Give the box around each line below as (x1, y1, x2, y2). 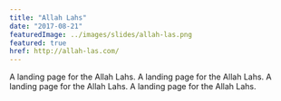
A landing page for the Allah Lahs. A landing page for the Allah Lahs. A (9, 71, 272, 82)
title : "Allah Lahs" (9, 13, 88, 23)
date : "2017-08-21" (9, 22, 83, 31)
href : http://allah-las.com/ (9, 47, 120, 56)
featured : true (9, 38, 67, 48)
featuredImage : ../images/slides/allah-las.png (9, 30, 193, 39)
